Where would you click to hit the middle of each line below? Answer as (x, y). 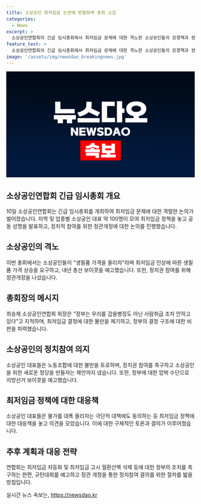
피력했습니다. (33, 329)
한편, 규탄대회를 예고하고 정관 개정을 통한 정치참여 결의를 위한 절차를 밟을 (107, 475)
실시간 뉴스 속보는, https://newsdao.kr (52, 495)
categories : (21, 19)
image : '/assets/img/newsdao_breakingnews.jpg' (67, 57)
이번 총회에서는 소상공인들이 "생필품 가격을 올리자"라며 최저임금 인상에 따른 (94, 262)
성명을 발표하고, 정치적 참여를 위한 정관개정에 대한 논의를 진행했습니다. (95, 226)
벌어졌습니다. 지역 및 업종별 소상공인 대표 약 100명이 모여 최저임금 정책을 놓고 (97, 219)
